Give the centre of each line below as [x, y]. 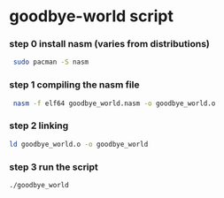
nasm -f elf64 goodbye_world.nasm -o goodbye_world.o [114, 103]
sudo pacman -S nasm [51, 62]
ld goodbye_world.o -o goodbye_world [79, 144]
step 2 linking [39, 126]
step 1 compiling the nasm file [74, 85]
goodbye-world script [92, 16]
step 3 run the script [54, 167]
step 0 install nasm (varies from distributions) [109, 44]
